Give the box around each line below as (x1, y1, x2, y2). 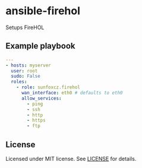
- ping (27, 101, 43, 107)
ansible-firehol (5, 4, 81, 18)
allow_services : (21, 95, 62, 102)
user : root (11, 68, 38, 74)
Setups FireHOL (5, 24, 45, 31)
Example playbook (5, 41, 75, 51)
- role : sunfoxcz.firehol (16, 84, 81, 90)
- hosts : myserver (5, 62, 51, 68)
